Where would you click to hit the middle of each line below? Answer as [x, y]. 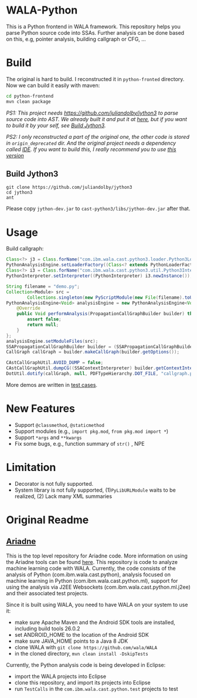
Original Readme [47, 520]
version [15, 155]
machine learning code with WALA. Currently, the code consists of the [91, 568]
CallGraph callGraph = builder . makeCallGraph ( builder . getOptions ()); [93, 352]
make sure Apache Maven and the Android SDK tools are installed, [95, 622]
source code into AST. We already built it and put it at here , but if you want [97, 119]
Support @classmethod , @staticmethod [59, 425]
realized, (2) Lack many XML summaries [63, 496]
